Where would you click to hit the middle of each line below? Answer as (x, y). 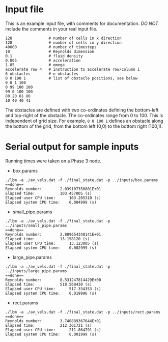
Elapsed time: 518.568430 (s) (49, 284)
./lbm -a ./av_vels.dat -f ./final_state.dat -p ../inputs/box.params (82, 180)
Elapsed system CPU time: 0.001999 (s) (51, 334)
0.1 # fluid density (44, 56)
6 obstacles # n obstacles (42, 74)
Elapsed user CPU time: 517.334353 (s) (53, 289)
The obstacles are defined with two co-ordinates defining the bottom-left (82, 110)
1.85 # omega (35, 65)
